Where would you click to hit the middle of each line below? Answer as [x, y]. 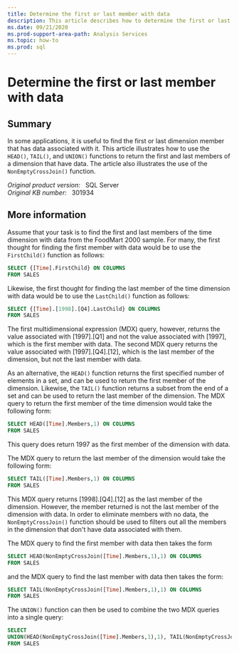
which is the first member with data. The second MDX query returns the [113, 344]
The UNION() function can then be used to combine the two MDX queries [113, 610]
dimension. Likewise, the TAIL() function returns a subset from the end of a [118, 389]
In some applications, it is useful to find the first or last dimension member [116, 141]
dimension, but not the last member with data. [75, 359]
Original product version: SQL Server [63, 185]
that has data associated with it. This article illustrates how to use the [108, 148]
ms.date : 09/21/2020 [38, 27]
